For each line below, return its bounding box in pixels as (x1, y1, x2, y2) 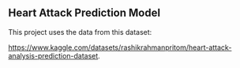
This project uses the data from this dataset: (8, 27, 152, 36)
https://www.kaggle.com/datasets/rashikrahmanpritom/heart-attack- (8, 43, 232, 52)
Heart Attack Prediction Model (8, 6, 160, 20)
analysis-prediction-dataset (8, 51, 99, 60)
